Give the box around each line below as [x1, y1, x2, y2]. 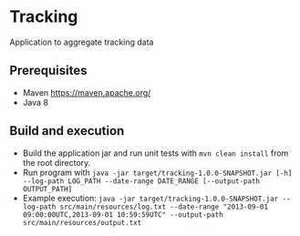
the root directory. [22, 157, 91, 168]
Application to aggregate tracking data [9, 36, 154, 47]
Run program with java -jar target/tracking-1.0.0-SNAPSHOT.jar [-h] [22, 167, 293, 178]
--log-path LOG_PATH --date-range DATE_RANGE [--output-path [22, 176, 261, 186]
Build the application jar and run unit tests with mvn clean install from [22, 148, 289, 159]
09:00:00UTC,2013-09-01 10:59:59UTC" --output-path [22, 210, 223, 220]
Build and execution [9, 123, 125, 139]
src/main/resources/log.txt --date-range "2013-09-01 [59, 202, 269, 211]
